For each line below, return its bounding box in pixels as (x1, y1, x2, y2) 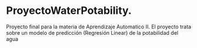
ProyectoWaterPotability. (6, 4, 132, 17)
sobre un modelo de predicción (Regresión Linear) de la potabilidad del (6, 29, 178, 36)
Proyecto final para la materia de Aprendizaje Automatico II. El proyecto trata (6, 23, 192, 30)
